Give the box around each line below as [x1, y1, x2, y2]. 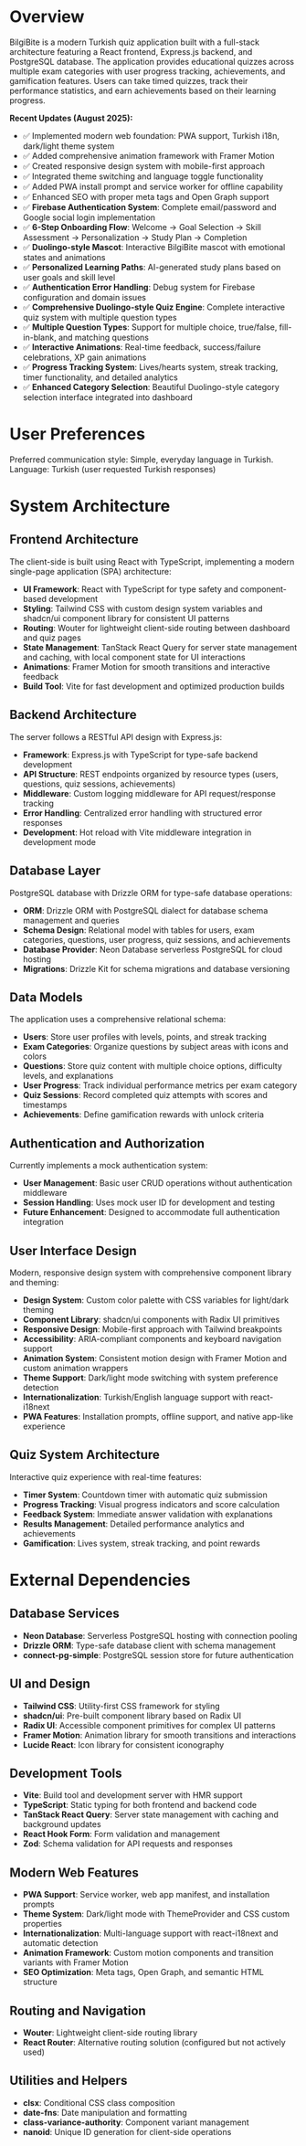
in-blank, [22, 332, 57, 343]
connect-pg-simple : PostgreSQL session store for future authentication [22, 1649, 294, 1660]
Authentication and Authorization [9, 1136, 206, 1151]
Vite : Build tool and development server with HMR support [22, 1790, 243, 1801]
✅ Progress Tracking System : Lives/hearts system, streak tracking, [22, 361, 279, 372]
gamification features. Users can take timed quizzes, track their [9, 75, 248, 86]
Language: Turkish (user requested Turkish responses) [9, 463, 216, 474]
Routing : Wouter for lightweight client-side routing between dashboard [22, 622, 290, 633]
